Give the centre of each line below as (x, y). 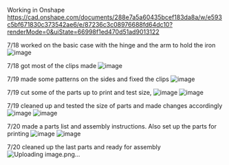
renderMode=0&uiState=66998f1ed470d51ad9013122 (83, 32)
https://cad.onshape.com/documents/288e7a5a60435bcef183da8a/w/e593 (115, 17)
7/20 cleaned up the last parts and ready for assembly (84, 147)
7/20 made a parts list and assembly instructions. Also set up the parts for (112, 126)
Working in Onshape (36, 10)
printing (18, 134)
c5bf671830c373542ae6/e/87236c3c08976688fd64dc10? (90, 24)
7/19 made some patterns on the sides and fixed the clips (88, 79)
